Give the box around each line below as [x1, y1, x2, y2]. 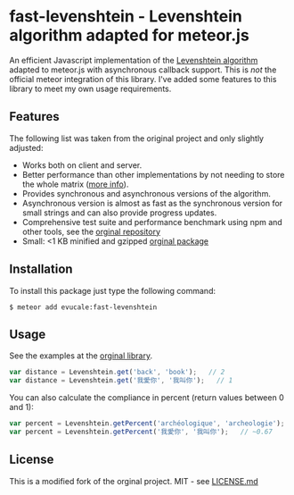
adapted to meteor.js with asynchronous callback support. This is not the [9, 64, 277, 75]
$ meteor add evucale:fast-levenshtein [9, 302, 158, 312]
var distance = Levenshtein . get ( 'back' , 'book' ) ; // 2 [9, 368, 225, 377]
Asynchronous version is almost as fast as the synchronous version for [21, 197, 283, 208]
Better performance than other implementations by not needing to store [21, 169, 285, 180]
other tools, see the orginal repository [21, 226, 161, 237]
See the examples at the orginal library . [9, 350, 153, 361]
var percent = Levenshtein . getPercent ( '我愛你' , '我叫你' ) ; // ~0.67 [9, 427, 274, 436]
